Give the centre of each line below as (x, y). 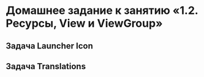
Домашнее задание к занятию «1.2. (102, 11)
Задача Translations (46, 66)
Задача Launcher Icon (49, 46)
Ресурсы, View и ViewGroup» (84, 23)
